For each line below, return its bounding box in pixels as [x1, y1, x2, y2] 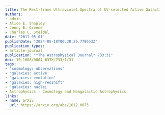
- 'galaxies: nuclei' [5, 84, 50, 90]
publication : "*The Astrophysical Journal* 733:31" [5, 52, 113, 58]
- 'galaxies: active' [5, 71, 50, 76]
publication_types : [5, 44, 45, 48]
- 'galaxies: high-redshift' [5, 80, 65, 85]
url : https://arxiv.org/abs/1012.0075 [9, 103, 89, 108]
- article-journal [5, 48, 43, 53]
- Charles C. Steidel [5, 30, 50, 35]
